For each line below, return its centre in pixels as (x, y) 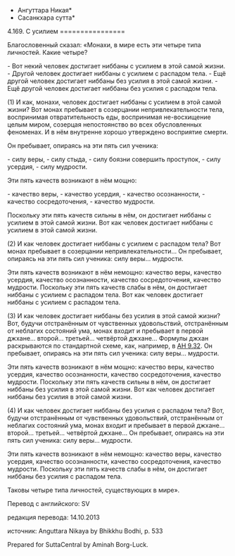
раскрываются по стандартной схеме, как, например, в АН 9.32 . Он (110, 346)
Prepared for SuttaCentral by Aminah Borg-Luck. (78, 544)
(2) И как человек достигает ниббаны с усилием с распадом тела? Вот (114, 244)
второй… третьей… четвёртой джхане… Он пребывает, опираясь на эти (116, 433)
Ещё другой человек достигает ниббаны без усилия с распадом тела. (113, 88)
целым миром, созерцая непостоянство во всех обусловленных (104, 125)
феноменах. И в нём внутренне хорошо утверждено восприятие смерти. (118, 132)
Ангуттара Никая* (45, 10)
